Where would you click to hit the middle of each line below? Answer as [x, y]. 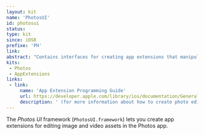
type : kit [19, 35]
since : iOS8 [21, 40]
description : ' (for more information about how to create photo [104, 102]
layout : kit [21, 12]
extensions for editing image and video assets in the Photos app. [87, 125]
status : [16, 29]
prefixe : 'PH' [24, 46]
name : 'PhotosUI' [28, 18]
